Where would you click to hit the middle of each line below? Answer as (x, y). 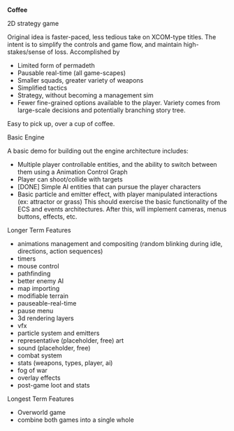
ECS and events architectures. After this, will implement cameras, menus (122, 210)
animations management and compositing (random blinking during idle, (120, 244)
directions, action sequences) (60, 252)
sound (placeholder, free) (54, 348)
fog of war (32, 371)
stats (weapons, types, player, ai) (65, 363)
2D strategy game (33, 24)
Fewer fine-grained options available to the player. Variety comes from (119, 103)
